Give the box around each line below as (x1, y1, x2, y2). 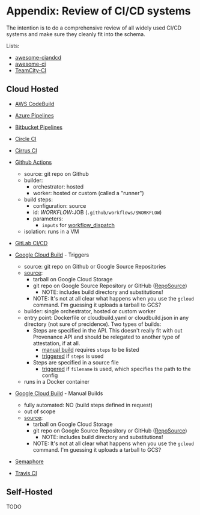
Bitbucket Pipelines (14, 123, 63, 131)
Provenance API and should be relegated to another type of (32, 333, 180, 340)
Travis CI (14, 469, 37, 476)
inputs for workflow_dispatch (41, 221, 115, 228)
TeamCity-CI (14, 66, 47, 73)
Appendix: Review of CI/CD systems (6, 4, 191, 18)
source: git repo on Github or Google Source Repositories (23, 263, 166, 270)
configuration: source (32, 202, 86, 209)
